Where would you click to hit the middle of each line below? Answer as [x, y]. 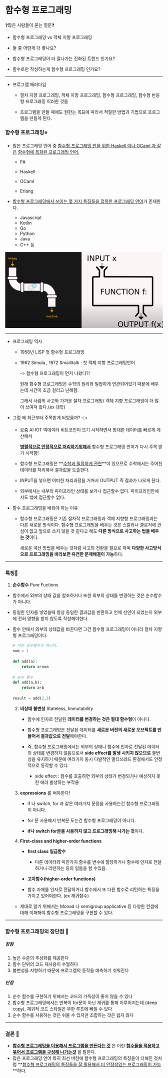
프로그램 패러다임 [29, 84]
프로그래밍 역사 [27, 341]
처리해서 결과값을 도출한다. [63, 470]
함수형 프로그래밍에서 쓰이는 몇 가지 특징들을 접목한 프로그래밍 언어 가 [80, 201]
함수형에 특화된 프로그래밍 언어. [48, 152]
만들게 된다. [41, 118]
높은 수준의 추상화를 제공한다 [40, 957]
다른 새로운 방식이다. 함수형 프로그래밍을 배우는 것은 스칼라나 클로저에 [88, 525]
